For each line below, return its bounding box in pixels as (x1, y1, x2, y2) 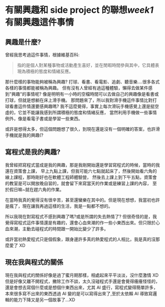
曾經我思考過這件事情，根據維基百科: (5, 52, 80, 57)
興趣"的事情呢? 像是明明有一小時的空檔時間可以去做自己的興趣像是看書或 (11, 91, 159, 97)
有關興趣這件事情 (5, 17, 75, 28)
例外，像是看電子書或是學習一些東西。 (5, 116, 82, 121)
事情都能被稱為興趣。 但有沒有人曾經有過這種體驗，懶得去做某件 (18, 85, 148, 91)
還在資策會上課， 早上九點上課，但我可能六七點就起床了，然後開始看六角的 (5, 168, 157, 174)
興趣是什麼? (5, 38, 41, 46)
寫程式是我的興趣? (5, 148, 60, 156)
